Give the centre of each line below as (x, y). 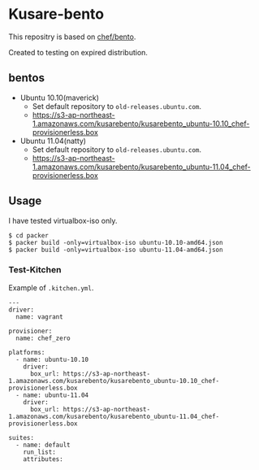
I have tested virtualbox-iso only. (63, 220)
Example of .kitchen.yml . (51, 287)
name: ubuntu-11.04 (56, 395)
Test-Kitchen (35, 270)
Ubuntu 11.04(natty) (53, 141)
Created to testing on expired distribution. (78, 52)
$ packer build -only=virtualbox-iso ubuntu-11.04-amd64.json (116, 250)
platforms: (27, 352)
